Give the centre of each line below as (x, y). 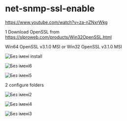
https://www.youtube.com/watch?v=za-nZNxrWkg (56, 22)
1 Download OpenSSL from (32, 32)
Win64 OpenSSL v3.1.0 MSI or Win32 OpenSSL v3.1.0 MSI (63, 46)
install (36, 56)
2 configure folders (25, 85)
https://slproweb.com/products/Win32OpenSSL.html (59, 37)
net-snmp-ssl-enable (50, 9)
